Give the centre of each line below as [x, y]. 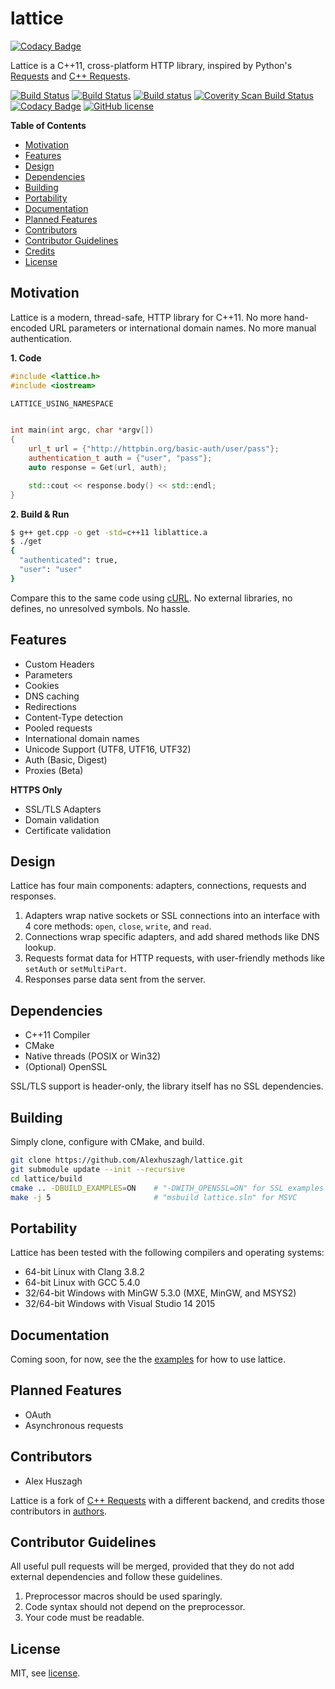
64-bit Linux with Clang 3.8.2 [84, 1272]
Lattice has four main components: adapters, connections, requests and [158, 886]
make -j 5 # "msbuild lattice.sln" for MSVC [154, 1197]
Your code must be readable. [84, 1618]
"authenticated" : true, [68, 560]
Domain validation [62, 819]
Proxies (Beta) [54, 770]
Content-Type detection [73, 717]
